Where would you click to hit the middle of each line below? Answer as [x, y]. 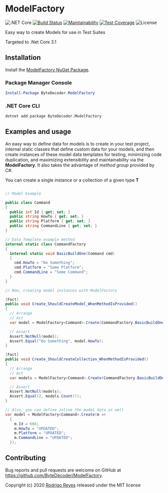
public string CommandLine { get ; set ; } [53, 226]
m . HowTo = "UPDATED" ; [36, 428]
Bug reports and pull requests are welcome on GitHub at [63, 470]
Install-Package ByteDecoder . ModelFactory [50, 93]
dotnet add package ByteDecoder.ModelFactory [53, 116]
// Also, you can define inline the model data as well [64, 410]
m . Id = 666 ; [26, 424]
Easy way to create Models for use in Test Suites [55, 32]
